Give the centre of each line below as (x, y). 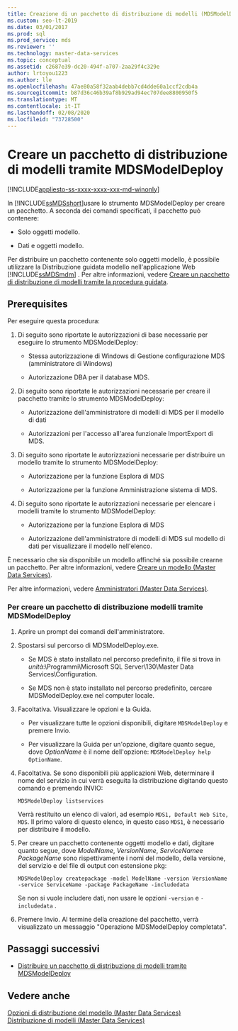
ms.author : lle (30, 80)
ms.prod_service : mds (39, 40)
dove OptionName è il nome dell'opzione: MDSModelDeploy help (119, 752)
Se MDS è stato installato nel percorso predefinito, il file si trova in (124, 659)
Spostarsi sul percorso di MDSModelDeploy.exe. (88, 645)
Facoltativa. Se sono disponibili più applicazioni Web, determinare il (116, 773)
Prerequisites (38, 304)
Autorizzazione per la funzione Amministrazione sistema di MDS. (123, 490)
